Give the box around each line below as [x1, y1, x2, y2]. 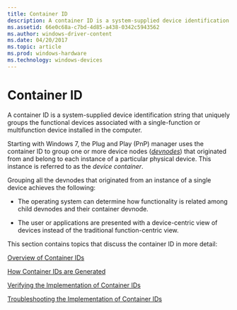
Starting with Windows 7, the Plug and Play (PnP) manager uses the [7, 139, 204, 148]
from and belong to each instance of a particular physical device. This [7, 154, 212, 163]
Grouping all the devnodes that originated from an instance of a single [7, 175, 212, 184]
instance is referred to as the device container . [7, 162, 144, 170]
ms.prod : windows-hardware [7, 50, 87, 57]
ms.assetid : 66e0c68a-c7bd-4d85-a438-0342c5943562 [7, 23, 160, 31]
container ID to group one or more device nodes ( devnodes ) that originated [7, 147, 227, 155]
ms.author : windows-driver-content [7, 30, 112, 38]
